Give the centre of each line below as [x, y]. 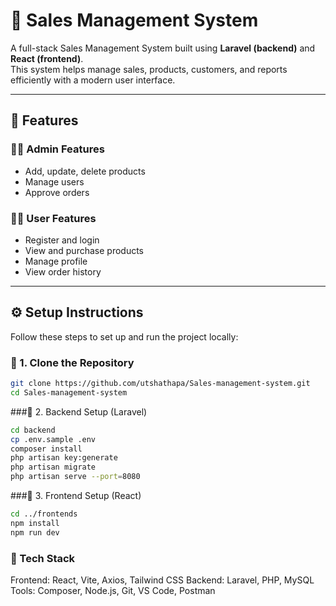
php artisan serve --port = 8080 [75, 477]
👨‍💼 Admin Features [57, 149]
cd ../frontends [44, 514]
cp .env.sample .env [53, 439]
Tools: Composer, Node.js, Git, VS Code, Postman [113, 590]
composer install [46, 449]
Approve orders [57, 192]
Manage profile [56, 261]
